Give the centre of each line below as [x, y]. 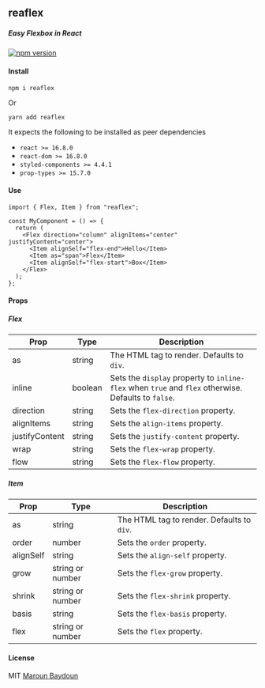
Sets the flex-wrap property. [162, 449]
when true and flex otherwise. [185, 388]
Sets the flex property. [160, 632]
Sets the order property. [162, 542]
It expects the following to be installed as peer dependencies [107, 132]
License [22, 658]
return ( [30, 228]
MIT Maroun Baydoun [43, 675]
